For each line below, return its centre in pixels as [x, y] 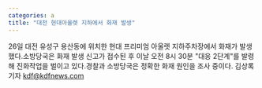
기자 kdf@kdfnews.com [46, 75]
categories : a [32, 15]
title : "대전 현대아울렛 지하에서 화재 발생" [72, 23]
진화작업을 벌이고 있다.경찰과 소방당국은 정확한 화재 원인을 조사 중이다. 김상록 [135, 66]
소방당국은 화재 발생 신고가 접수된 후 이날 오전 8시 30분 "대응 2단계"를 [131, 56]
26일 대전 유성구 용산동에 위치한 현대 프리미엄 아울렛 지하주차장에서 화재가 [123, 46]
